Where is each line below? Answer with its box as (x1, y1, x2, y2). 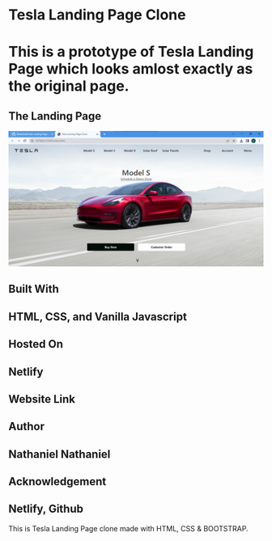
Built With (8, 282, 59, 296)
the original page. (8, 77, 130, 95)
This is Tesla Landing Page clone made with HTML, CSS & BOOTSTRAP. (8, 523, 249, 533)
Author (8, 420, 45, 433)
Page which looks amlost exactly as (8, 60, 253, 78)
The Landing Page (8, 109, 102, 123)
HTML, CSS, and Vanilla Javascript (8, 310, 188, 323)
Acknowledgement (8, 475, 107, 488)
